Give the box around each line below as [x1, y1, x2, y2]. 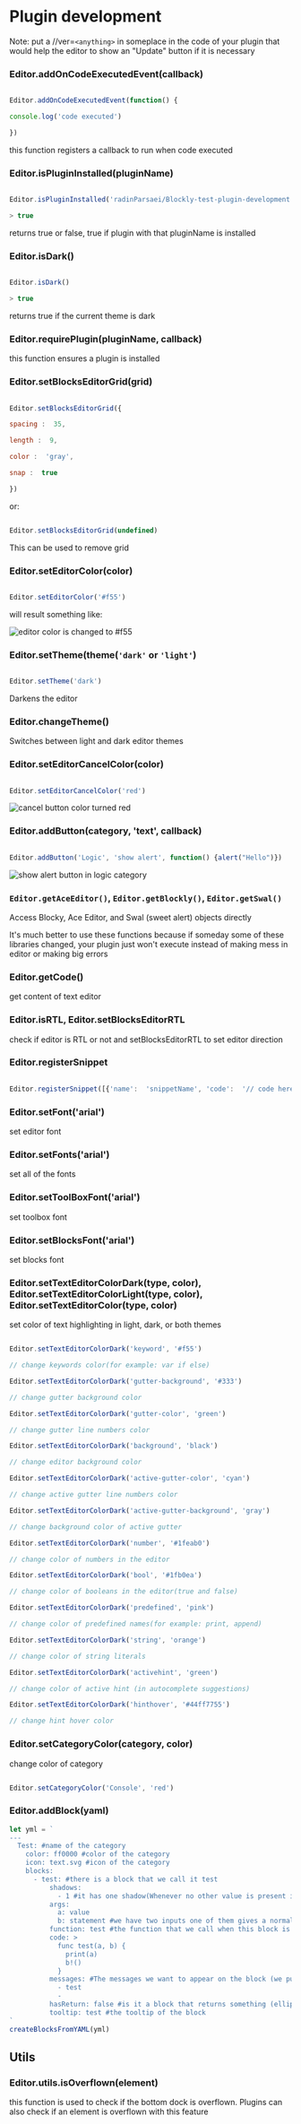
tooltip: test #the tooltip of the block [48, 2007, 206, 2017]
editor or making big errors [9, 948, 108, 959]
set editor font [9, 1127, 62, 1137]
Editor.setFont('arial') [9, 1105, 105, 1118]
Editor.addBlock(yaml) [9, 1804, 109, 1817]
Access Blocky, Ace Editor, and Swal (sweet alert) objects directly [9, 911, 253, 922]
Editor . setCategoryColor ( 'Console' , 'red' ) [9, 1783, 175, 1792]
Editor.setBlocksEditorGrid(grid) [9, 376, 153, 388]
